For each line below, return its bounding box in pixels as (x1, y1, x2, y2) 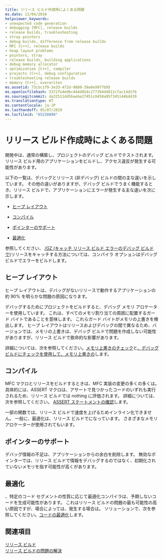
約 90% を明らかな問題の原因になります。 (5, 293, 90, 299)
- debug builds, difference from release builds (5, 39, 106, 44)
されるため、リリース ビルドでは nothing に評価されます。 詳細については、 (5, 393, 158, 399)
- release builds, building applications (5, 57, 91, 62)
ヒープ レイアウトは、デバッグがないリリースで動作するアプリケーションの (5, 287, 156, 293)
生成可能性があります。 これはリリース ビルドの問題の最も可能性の (18, 499, 153, 505)
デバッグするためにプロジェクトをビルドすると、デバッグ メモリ (5, 304, 135, 310)
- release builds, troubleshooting (5, 30, 78, 35)
